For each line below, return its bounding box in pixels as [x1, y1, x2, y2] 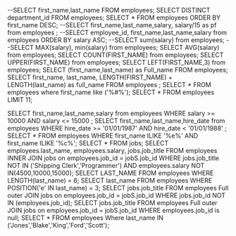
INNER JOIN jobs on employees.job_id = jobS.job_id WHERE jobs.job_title [7, 154, 220, 162]
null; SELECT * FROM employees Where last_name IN [7, 214, 163, 222]
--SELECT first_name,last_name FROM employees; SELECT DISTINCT [7, 6, 211, 14]
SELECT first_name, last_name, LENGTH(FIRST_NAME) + [7, 73, 173, 81]
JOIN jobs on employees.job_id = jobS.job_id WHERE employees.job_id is [7, 206, 220, 214]
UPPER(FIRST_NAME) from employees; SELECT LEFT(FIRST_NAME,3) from [7, 58, 226, 66]
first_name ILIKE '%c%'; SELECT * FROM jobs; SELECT [7, 139, 169, 147]
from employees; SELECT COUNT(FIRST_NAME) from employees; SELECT [7, 51, 224, 59]
